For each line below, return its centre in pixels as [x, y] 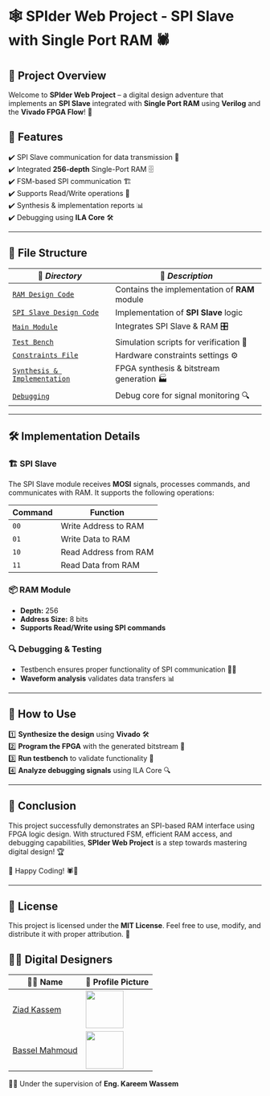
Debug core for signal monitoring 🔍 [182, 395]
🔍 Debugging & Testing [55, 648]
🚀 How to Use [42, 714]
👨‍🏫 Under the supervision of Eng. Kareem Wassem [94, 1084]
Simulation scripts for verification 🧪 [181, 341]
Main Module [35, 327]
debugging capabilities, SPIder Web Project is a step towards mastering [128, 842]
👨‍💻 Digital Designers [61, 959]
